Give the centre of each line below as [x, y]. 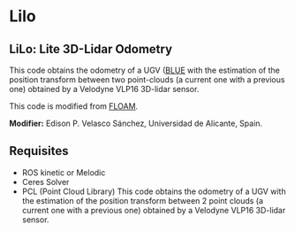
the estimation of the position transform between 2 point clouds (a [142, 200]
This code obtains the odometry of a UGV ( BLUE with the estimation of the [144, 70]
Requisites [39, 151]
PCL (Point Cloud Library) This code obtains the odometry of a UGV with [154, 191]
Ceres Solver [45, 182]
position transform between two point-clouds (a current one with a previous [147, 80]
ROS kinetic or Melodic [64, 172]
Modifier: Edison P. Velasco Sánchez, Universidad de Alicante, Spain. [136, 123]
